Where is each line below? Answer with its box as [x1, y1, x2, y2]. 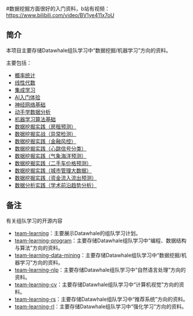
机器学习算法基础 [14, 115, 56, 123]
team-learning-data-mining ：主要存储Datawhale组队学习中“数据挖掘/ [14, 252, 182, 259]
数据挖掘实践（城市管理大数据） [14, 167, 92, 174]
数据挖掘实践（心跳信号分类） [14, 145, 87, 152]
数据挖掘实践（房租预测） [14, 123, 77, 130]
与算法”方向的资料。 [14, 244, 63, 251]
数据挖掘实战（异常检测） [14, 130, 77, 137]
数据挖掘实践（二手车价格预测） [14, 159, 92, 167]
